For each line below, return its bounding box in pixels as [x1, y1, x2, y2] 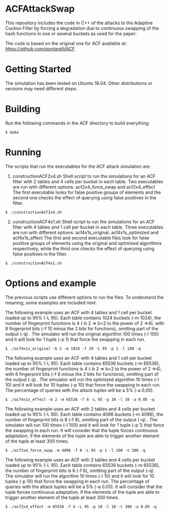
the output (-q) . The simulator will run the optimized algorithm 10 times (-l [5, 376, 159, 382]
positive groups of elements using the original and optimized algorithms [12, 240, 162, 246]
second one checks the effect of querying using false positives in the [12, 194, 156, 200]
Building [5, 103, 41, 115]
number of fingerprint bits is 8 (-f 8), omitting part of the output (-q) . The [5, 416, 158, 422]
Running [5, 147, 41, 158]
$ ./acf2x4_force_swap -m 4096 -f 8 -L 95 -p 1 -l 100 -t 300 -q [5, 448, 145, 453]
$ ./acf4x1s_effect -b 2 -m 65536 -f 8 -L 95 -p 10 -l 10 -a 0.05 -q [5, 397, 155, 402]
